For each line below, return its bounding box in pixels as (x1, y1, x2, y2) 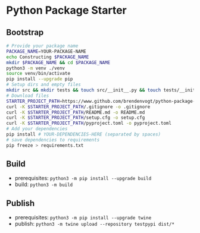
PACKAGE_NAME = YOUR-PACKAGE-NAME (6, 48, 86, 54)
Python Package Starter (6, 4, 127, 17)
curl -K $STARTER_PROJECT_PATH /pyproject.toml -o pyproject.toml (6, 120, 171, 127)
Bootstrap (6, 27, 44, 37)
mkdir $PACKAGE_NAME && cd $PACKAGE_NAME (6, 59, 111, 65)
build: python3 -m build (14, 181, 73, 188)
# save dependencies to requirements (6, 137, 100, 143)
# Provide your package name (6, 43, 79, 49)
